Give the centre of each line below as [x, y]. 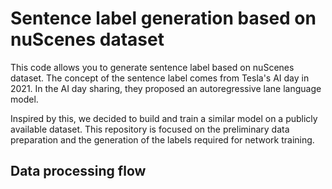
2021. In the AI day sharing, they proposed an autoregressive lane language [166, 88]
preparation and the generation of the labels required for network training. [162, 139]
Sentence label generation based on [163, 18]
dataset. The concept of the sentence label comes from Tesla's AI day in [160, 78]
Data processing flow [78, 171]
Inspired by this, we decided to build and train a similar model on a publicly [164, 118]
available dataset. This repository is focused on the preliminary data [150, 129]
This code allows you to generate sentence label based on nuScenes [152, 67]
